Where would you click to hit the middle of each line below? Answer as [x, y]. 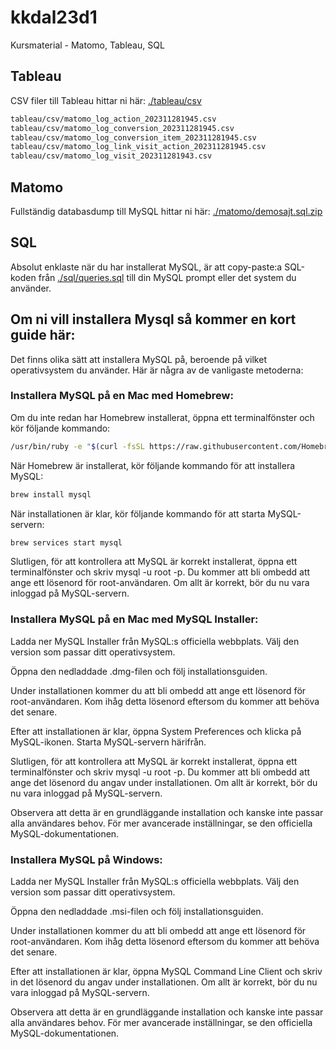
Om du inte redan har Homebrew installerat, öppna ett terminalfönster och [162, 417]
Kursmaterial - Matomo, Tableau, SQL [87, 45]
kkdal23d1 [54, 17]
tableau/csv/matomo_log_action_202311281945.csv [113, 119]
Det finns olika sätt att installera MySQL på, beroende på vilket [138, 359]
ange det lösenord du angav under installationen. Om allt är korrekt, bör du [164, 782]
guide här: [43, 335]
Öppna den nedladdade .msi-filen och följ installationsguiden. [137, 912]
